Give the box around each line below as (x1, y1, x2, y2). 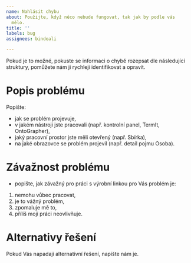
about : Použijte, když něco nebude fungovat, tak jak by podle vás (6, 14, 176, 20)
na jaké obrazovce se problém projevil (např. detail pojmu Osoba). (14, 139, 175, 147)
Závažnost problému (6, 161, 110, 174)
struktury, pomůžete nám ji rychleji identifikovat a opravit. (6, 64, 146, 71)
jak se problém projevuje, (14, 115, 77, 122)
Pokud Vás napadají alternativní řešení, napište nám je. (6, 250, 139, 257)
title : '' (6, 25, 31, 31)
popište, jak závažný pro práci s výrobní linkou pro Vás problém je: (14, 180, 176, 187)
